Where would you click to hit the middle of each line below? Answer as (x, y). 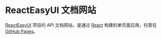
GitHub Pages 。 (22, 31)
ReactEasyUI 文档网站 (51, 10)
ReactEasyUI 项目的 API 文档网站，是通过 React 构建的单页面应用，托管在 (81, 25)
